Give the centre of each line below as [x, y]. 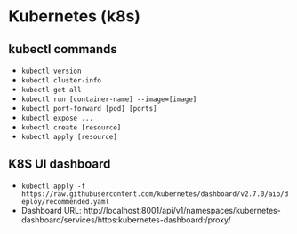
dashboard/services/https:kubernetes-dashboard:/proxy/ [126, 220]
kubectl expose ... [57, 118]
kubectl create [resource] [71, 128]
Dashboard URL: [51, 210]
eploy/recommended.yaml [65, 201]
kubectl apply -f [53, 186]
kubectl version [51, 71]
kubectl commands [63, 49]
